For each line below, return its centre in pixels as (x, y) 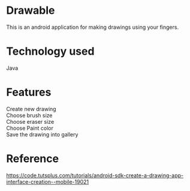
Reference (32, 159)
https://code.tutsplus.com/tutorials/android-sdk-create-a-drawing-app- (95, 175)
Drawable (31, 11)
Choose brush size (29, 115)
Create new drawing (31, 109)
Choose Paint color (30, 128)
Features (29, 92)
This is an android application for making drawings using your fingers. (92, 27)
